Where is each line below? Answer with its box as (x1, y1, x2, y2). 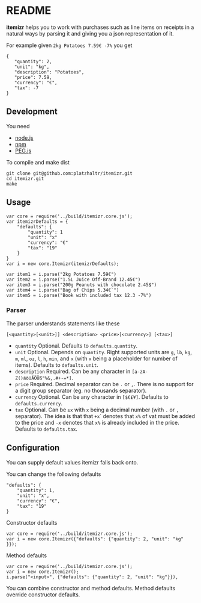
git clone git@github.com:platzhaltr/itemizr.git (6, 170, 133, 177)
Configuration (6, 443, 60, 453)
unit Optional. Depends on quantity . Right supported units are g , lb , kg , (14, 348, 192, 355)
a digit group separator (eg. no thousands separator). (14, 387, 147, 394)
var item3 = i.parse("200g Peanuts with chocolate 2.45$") (6, 281, 157, 288)
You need (6, 122, 30, 130)
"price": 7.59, (14, 74, 52, 80)
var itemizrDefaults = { (6, 218, 68, 225)
